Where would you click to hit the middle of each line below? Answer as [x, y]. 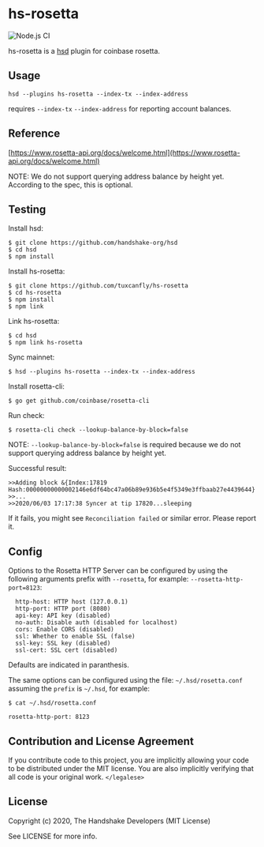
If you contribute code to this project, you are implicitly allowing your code [129, 760]
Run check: [26, 416]
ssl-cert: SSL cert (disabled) [67, 650]
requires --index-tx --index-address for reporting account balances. [120, 108]
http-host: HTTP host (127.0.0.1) [72, 602]
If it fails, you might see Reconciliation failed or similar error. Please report [132, 518]
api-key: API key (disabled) [63, 616]
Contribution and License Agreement [101, 741]
